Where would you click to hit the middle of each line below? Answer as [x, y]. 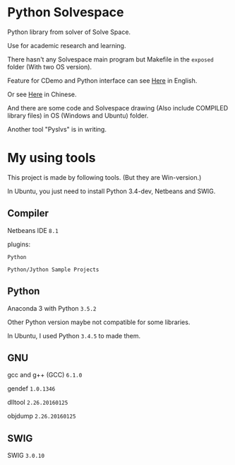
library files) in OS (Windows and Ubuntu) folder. [78, 115]
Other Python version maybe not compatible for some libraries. [99, 322]
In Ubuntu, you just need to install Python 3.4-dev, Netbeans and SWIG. [112, 191]
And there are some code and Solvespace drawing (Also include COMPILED [118, 108]
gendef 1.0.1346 [31, 389]
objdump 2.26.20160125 [42, 416]
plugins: [19, 244]
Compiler [28, 213]
